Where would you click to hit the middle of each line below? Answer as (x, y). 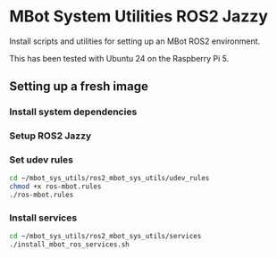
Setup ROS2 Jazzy (50, 136)
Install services (43, 218)
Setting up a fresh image (79, 87)
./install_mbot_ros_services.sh (69, 245)
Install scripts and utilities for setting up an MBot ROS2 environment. (135, 41)
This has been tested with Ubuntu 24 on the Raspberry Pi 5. (119, 58)
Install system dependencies (73, 112)
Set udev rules (42, 160)
